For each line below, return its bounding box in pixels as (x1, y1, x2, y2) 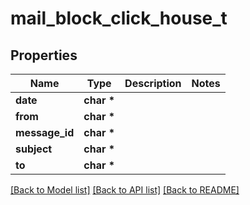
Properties (10, 47, 78, 64)
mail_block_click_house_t (10, 7, 228, 30)
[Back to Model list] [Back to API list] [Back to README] (10, 184, 240, 196)
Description (124, 77, 182, 90)
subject (15, 142, 53, 156)
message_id (15, 126, 75, 139)
